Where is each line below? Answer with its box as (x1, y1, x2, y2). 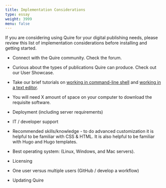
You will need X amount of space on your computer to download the (12, 94, 153, 100)
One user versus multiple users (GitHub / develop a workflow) (12, 168, 139, 174)
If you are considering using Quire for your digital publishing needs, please (5, 35, 158, 41)
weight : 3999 (5, 16, 32, 21)
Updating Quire (12, 177, 44, 184)
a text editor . (12, 85, 38, 91)
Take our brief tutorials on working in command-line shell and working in (12, 79, 161, 85)
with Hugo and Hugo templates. (12, 139, 78, 145)
